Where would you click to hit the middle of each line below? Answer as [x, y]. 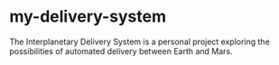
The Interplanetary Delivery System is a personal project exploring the [140, 42]
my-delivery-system [88, 17]
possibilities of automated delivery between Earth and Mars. [121, 51]
